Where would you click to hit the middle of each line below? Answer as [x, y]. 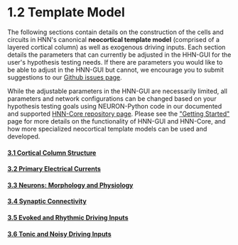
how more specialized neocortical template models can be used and [107, 129]
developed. [24, 136]
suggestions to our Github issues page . [65, 77]
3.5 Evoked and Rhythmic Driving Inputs [68, 217]
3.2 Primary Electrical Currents [54, 169]
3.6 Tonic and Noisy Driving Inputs [59, 234]
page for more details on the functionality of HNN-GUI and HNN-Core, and [117, 121]
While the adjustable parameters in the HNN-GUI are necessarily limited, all [117, 91]
